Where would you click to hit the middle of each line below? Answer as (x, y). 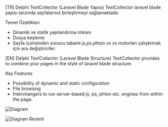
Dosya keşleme (29, 38)
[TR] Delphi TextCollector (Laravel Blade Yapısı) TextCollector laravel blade (83, 7)
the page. (23, 99)
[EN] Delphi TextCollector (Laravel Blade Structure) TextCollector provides (82, 58)
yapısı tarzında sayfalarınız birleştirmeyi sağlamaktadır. (62, 13)
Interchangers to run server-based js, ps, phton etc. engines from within (88, 94)
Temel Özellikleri (23, 23)
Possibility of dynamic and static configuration (61, 83)
